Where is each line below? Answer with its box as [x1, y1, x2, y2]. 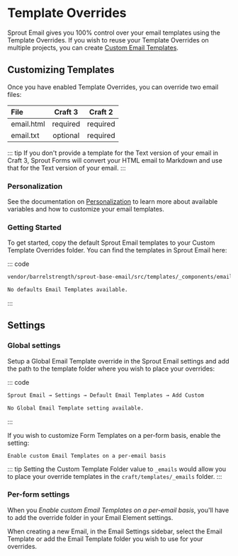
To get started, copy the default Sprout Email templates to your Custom [7, 238, 215, 247]
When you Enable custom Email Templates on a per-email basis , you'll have [7, 506, 229, 514]
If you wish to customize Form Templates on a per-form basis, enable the [7, 431, 221, 439]
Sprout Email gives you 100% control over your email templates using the [7, 28, 221, 37]
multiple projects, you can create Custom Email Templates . [7, 43, 179, 52]
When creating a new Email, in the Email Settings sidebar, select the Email [7, 527, 223, 535]
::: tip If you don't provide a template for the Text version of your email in [7, 149, 218, 157]
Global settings [7, 341, 61, 351]
